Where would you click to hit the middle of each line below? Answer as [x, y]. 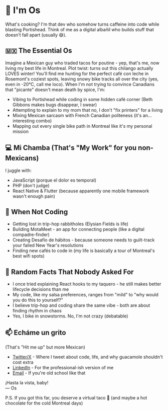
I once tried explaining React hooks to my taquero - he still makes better [87, 284]
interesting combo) [32, 121]
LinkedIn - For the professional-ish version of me [63, 367]
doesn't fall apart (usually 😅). [36, 35]
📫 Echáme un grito [36, 332]
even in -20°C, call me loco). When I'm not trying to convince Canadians [80, 84]
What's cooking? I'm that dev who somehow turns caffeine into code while [82, 24]
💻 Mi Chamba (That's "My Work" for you [71, 148]
